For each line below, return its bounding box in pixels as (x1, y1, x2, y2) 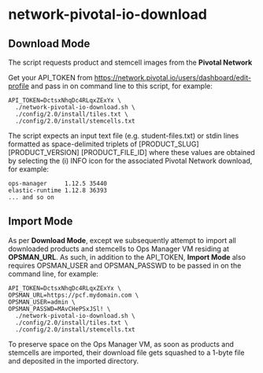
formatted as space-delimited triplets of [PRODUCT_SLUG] (8, 139, 199, 149)
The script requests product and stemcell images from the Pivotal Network (8, 57, 253, 67)
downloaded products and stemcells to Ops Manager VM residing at (8, 244, 230, 253)
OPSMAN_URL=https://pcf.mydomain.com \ (8, 291, 139, 299)
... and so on (8, 194, 55, 201)
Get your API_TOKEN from (8, 73, 93, 82)
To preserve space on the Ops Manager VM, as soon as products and (8, 339, 234, 349)
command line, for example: (8, 269, 98, 279)
